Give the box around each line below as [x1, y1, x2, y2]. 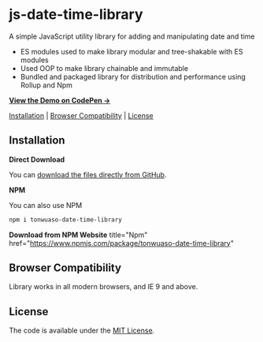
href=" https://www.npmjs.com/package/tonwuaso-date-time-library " [9, 238, 235, 247]
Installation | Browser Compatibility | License [9, 110, 154, 120]
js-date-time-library [9, 6, 144, 24]
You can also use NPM [9, 200, 83, 210]
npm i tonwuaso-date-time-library [9, 215, 123, 224]
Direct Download [9, 154, 65, 164]
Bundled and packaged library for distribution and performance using [20, 72, 246, 81]
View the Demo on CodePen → [9, 95, 111, 105]
